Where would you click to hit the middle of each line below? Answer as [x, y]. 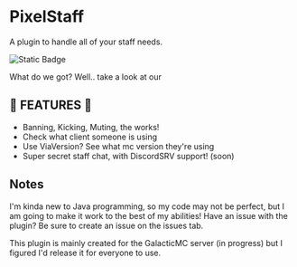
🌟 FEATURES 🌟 [51, 105]
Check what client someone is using [90, 137]
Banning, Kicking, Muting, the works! [91, 127]
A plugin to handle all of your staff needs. [86, 42]
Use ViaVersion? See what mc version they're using [118, 146]
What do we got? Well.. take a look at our [86, 76]
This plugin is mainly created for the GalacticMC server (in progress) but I [146, 243]
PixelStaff [46, 17]
